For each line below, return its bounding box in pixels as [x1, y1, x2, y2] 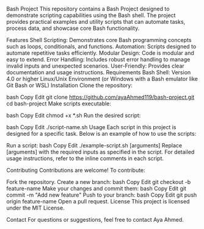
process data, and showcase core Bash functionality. [6, 24, 140, 32]
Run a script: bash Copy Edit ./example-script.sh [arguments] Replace [6, 142, 183, 149]
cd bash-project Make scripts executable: [6, 100, 112, 107]
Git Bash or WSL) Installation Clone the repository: [6, 82, 133, 89]
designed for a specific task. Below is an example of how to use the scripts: [6, 130, 197, 137]
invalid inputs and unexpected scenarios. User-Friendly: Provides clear [6, 62, 184, 69]
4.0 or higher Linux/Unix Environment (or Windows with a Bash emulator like [6, 76, 199, 82]
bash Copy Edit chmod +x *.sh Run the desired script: [6, 112, 141, 119]
